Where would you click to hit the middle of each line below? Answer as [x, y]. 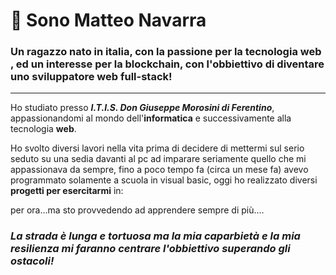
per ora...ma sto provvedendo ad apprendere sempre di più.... [137, 210]
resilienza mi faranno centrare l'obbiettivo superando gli [150, 249]
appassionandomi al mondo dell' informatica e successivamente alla [151, 118]
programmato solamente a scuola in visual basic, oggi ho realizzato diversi [164, 180]
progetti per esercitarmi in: [67, 191]
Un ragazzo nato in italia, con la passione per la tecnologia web [166, 52]
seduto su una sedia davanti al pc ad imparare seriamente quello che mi [158, 159]
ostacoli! [32, 261]
